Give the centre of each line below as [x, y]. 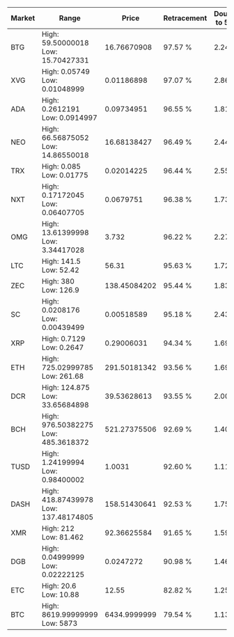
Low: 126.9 [61, 290]
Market [23, 18]
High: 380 [58, 281]
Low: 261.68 [63, 376]
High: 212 [58, 528]
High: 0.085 [61, 166]
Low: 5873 [60, 623]
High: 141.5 [61, 261]
